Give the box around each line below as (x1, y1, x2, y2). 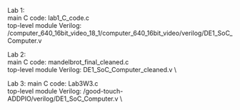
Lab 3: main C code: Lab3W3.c (7, 79, 99, 88)
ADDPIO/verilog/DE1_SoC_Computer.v (7, 94, 119, 103)
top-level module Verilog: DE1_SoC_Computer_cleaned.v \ (7, 66, 177, 74)
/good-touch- (83, 87, 124, 95)
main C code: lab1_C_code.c (7, 14, 90, 22)
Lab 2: (7, 50, 26, 59)
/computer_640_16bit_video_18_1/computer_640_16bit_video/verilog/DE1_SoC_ (7, 29, 233, 37)
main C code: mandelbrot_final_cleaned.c (7, 58, 129, 66)
